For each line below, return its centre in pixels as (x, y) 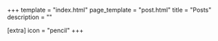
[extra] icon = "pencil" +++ (45, 30)
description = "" (30, 17)
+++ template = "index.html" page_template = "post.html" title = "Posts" (109, 10)
